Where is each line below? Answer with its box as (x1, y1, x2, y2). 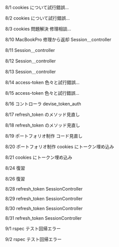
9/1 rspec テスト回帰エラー (5, 226, 61, 231)
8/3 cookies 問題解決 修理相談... (5, 26, 71, 32)
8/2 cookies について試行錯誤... (5, 15, 70, 21)
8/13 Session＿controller (5, 69, 56, 75)
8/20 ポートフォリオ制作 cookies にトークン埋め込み (5, 144, 114, 150)
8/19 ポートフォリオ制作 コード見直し (5, 133, 83, 139)
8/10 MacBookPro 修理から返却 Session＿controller (5, 37, 111, 42)
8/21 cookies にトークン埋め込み (5, 154, 73, 160)
